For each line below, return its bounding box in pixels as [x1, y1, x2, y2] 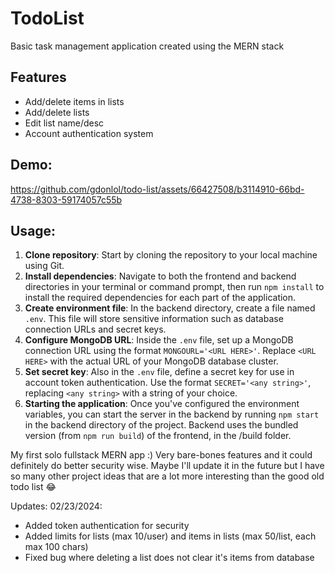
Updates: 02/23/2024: [10, 500, 103, 512]
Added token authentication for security [24, 520, 190, 532]
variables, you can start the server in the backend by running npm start [24, 408, 320, 421]
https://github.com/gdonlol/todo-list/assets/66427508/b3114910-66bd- [10, 183, 305, 195]
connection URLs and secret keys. [24, 323, 167, 336]
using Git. [24, 260, 65, 272]
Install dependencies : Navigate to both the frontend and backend [24, 270, 297, 282]
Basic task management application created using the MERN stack [10, 40, 285, 52]
